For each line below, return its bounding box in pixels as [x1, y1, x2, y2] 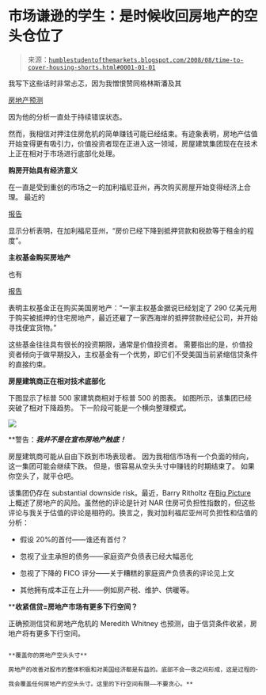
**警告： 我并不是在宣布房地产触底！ [8, 435, 127, 444]
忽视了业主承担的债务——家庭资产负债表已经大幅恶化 [19, 551, 194, 560]
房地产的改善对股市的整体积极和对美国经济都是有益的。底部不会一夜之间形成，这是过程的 [8, 666, 256, 674]
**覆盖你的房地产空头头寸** [8, 651, 88, 659]
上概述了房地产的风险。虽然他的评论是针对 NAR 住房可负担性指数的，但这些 [8, 498, 256, 507]
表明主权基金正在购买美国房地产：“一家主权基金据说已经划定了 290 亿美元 [8, 302, 251, 313]
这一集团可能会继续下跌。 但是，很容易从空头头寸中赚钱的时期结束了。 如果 [8, 461, 255, 471]
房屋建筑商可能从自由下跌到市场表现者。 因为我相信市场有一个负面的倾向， [8, 451, 253, 461]
